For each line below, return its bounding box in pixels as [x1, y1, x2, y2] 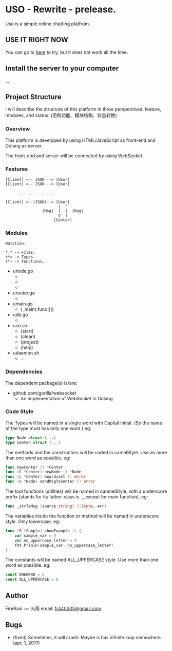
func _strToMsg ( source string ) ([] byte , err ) [5, 504, 107, 509]
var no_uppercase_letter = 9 [14, 538, 77, 543]
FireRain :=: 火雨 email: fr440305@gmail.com [5, 605, 102, 611]
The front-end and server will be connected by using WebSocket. [5, 153, 144, 159]
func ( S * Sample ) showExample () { [5, 528, 82, 533]
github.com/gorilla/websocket [12, 389, 77, 396]
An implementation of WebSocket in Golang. [20, 395, 114, 401]
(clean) [20, 333, 36, 340]
